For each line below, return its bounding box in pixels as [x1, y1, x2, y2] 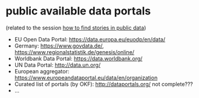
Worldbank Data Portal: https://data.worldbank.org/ [14, 55, 143, 62]
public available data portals [5, 4, 151, 18]
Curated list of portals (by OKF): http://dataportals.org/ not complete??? [14, 80, 194, 88]
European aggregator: [14, 67, 70, 75]
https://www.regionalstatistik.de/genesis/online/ [14, 48, 134, 55]
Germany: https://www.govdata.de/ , [14, 42, 104, 49]
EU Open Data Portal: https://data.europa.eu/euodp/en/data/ [14, 35, 166, 43]
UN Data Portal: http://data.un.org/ [14, 61, 101, 69]
